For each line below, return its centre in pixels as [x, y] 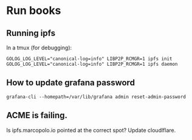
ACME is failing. [37, 115]
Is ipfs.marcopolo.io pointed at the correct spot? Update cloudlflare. [91, 130]
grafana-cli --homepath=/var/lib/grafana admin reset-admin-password [96, 97]
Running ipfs [31, 33]
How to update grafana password [71, 83]
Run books [34, 11]
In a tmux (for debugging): [39, 47]
